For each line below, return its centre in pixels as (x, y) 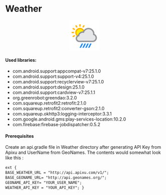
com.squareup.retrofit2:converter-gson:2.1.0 (58, 109)
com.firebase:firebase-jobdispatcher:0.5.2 (56, 125)
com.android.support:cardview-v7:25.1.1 (54, 92)
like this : (14, 158)
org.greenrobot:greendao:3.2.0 (45, 98)
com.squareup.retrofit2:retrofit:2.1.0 (49, 103)
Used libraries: (21, 60)
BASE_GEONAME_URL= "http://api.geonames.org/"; (56, 178)
